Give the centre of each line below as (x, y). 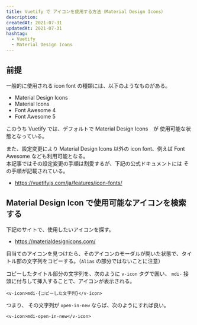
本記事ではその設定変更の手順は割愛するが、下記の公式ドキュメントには (94, 163)
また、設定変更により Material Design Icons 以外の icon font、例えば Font (96, 148)
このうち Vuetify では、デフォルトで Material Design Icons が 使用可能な (96, 129)
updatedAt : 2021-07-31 (34, 28)
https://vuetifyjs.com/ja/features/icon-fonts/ (68, 183)
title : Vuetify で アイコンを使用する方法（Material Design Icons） (86, 12)
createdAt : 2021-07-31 (34, 23)
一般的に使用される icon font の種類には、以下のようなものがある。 (88, 85)
